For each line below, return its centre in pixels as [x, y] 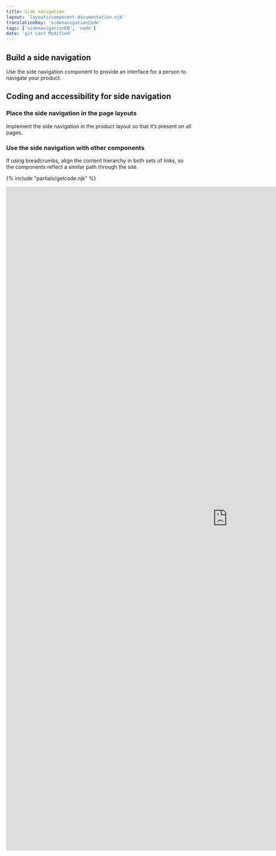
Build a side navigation [49, 58]
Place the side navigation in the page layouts [71, 113]
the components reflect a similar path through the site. [72, 166]
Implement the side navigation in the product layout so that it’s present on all [99, 126]
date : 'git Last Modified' [39, 34]
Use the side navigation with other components [75, 148]
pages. [14, 132]
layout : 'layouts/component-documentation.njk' [66, 17]
